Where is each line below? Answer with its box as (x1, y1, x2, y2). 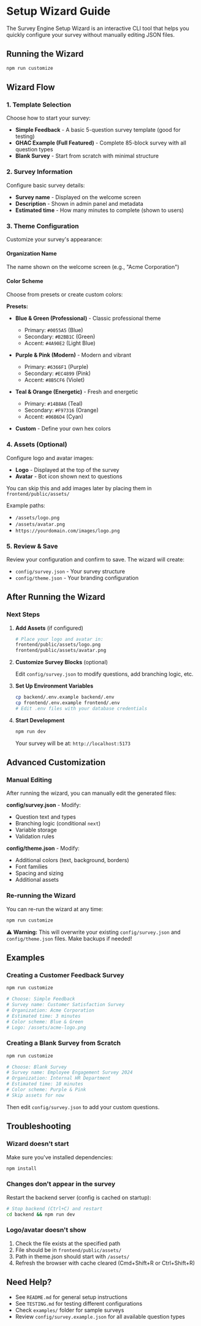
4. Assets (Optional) (6, 440, 67, 449)
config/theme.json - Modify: (6, 844, 80, 852)
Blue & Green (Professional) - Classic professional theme (15, 314, 161, 322)
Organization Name (6, 249, 57, 257)
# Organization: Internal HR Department (6, 1075, 112, 1082)
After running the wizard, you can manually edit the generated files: (6, 789, 176, 797)
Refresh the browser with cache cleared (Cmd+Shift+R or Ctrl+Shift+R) (15, 1259, 195, 1267)
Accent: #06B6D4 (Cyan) (24, 413, 84, 420)
